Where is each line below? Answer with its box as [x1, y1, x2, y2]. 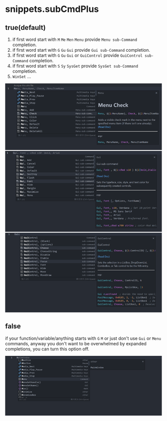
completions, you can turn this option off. [5, 346, 89, 352]
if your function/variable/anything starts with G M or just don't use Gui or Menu [5, 335, 162, 341]
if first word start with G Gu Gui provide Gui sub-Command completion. [12, 47, 151, 53]
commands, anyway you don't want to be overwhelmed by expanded [5, 340, 147, 346]
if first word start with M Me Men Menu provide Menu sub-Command [12, 36, 138, 42]
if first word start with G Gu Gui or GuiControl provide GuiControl [12, 52, 143, 58]
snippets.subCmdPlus [5, 3, 99, 15]
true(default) [5, 23, 46, 32]
